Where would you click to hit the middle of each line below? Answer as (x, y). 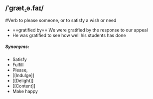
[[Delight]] (23, 80)
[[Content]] (24, 86)
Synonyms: (17, 46)
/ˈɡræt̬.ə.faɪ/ (24, 8)
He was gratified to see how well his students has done (69, 35)
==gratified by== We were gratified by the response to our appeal (80, 30)
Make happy (25, 91)
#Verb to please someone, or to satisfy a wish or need (61, 20)
